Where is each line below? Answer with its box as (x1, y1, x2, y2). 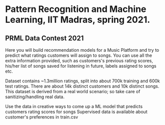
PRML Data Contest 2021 (5, 34, 84, 42)
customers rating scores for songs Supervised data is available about (5, 109, 148, 115)
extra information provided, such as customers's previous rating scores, (5, 58, 153, 63)
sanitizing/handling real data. (5, 94, 65, 100)
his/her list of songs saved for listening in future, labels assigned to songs (5, 63, 157, 69)
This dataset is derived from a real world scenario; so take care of (5, 89, 141, 94)
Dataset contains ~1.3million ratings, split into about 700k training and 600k (5, 78, 161, 84)
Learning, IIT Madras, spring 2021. (5, 14, 151, 25)
